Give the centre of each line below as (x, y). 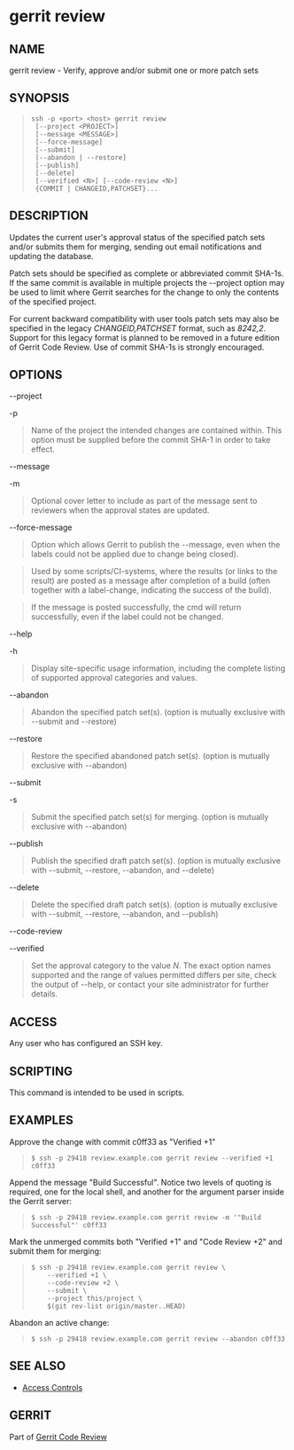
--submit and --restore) (74, 721)
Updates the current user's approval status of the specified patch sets (137, 237)
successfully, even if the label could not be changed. (127, 617)
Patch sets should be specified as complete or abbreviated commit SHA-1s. (147, 273)
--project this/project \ (95, 1298)
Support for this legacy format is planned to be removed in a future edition (145, 337)
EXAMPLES (41, 1120)
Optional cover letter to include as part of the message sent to (144, 501)
